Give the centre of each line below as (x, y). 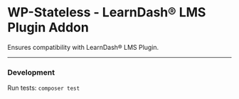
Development (31, 72)
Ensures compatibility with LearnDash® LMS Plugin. (83, 47)
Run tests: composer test (44, 88)
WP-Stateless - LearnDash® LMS (107, 12)
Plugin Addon (48, 27)
